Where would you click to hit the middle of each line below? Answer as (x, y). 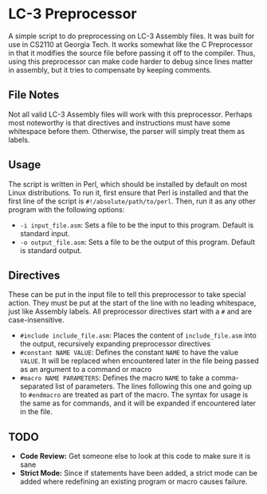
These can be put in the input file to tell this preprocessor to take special (127, 294)
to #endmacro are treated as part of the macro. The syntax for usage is (134, 395)
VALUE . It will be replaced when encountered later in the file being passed (139, 361)
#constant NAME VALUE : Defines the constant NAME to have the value (129, 353)
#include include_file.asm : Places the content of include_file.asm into (138, 335)
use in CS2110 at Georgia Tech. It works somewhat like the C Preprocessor (131, 44)
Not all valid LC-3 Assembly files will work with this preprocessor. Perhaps (130, 114)
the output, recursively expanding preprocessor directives (115, 344)
